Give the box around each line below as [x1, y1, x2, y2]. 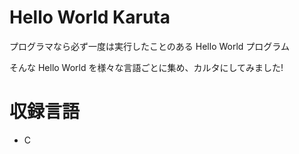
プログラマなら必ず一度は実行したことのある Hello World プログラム [9, 40, 290, 52]
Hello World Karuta [9, 6, 171, 29]
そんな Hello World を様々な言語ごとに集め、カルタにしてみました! [9, 61, 284, 73]
